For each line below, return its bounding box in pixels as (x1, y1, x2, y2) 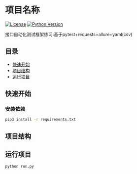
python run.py (5, 164, 34, 169)
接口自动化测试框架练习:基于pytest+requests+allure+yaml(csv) (5, 31, 133, 37)
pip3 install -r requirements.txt (5, 117, 76, 122)
